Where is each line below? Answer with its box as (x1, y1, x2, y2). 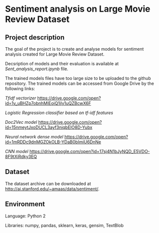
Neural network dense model (5, 134, 63, 139)
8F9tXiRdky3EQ (5, 154, 38, 159)
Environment (5, 200, 45, 208)
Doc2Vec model (5, 119, 38, 125)
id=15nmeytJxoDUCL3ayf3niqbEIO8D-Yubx (5, 124, 93, 130)
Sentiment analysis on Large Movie (5, 3, 150, 15)
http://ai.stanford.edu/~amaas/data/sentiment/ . (5, 186, 100, 192)
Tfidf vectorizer (5, 95, 37, 101)
